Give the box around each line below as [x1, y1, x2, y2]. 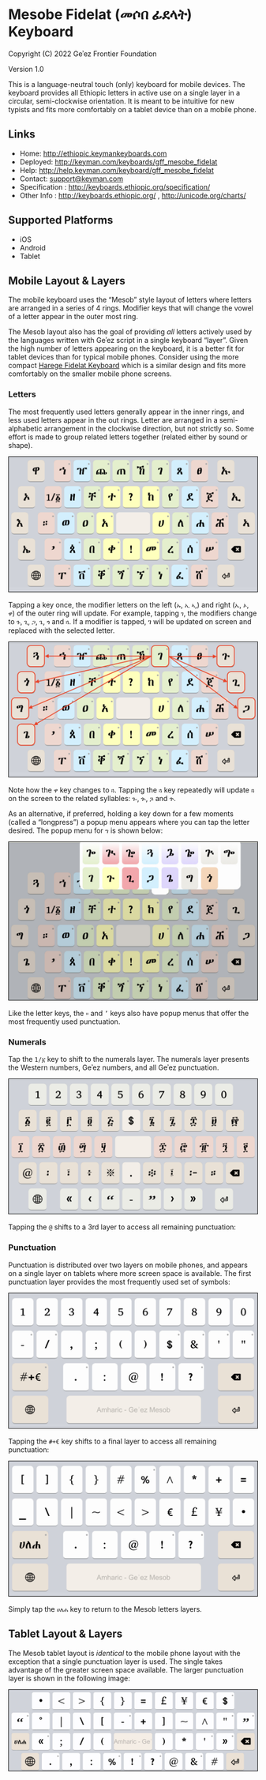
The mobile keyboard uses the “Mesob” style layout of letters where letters [8, 295, 253, 305]
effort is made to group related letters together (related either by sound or [8, 432, 248, 442]
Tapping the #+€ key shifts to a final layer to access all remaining [8, 1436, 217, 1446]
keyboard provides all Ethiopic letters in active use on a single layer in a [8, 88, 241, 97]
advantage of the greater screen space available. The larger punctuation [8, 1665, 244, 1674]
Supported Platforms [8, 213, 114, 227]
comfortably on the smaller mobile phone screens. [8, 369, 172, 378]
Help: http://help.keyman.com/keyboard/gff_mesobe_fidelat [19, 165, 215, 175]
